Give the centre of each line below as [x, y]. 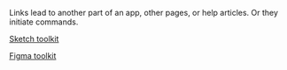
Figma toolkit [33, 56]
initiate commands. [44, 22]
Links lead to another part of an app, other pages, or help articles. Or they [144, 13]
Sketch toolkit [34, 39]
